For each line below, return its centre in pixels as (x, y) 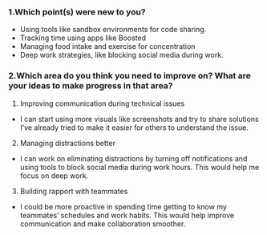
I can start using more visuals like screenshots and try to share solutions (139, 119)
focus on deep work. (54, 176)
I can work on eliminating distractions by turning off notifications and (133, 158)
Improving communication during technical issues (102, 103)
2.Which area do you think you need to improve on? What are (129, 76)
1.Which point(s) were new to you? (77, 12)
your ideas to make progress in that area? (91, 86)
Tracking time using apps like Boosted (83, 38)
